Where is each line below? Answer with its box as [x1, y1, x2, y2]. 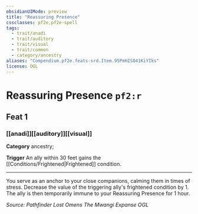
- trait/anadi [11, 31, 46, 36]
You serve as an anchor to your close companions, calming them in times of [6, 178, 190, 185]
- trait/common [11, 47, 49, 53]
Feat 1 [6, 112, 28, 122]
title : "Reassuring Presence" [6, 14, 81, 20]
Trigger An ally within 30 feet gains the [6, 154, 101, 162]
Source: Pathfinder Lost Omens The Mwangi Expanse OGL [6, 201, 149, 209]
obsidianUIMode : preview [6, 8, 67, 15]
